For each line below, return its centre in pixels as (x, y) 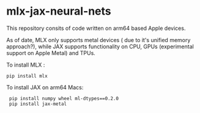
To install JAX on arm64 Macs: (45, 87)
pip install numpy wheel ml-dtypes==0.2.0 (64, 98)
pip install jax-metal (38, 104)
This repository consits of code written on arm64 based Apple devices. (96, 28)
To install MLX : (26, 65)
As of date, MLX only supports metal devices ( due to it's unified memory (98, 40)
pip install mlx (27, 76)
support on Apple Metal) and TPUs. (51, 53)
